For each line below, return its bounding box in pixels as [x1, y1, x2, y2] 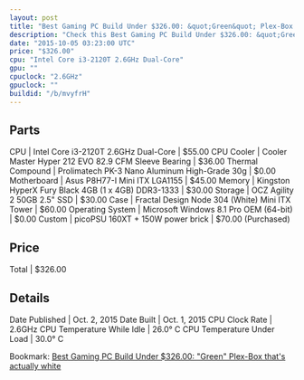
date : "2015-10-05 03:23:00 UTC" [9, 38, 136, 48]
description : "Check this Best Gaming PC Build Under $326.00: [9, 30, 253, 39]
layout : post [9, 13, 59, 23]
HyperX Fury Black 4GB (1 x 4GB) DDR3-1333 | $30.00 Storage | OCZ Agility [9, 185, 294, 195]
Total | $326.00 [9, 264, 67, 275]
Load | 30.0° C [9, 333, 64, 344]
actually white [9, 360, 62, 371]
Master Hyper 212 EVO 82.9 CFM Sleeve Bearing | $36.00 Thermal [9, 156, 259, 167]
